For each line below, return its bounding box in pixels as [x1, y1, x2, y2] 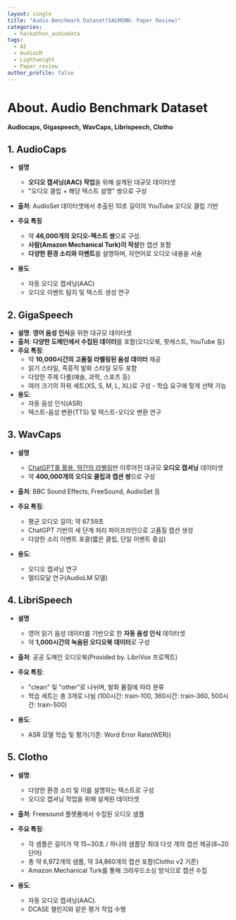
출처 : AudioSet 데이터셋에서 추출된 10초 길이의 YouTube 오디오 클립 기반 [17, 202, 218, 210]
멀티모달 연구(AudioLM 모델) [27, 573, 108, 582]
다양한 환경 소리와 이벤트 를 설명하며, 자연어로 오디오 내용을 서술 [27, 250, 202, 258]
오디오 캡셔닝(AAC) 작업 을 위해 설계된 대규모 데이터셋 [27, 178, 176, 187]
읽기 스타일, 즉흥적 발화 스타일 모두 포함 [27, 364, 137, 372]
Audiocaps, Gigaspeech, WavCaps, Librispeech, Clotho [7, 123, 174, 131]
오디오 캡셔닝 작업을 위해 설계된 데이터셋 [27, 795, 139, 803]
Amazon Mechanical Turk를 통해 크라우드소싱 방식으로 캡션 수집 [27, 866, 208, 874]
